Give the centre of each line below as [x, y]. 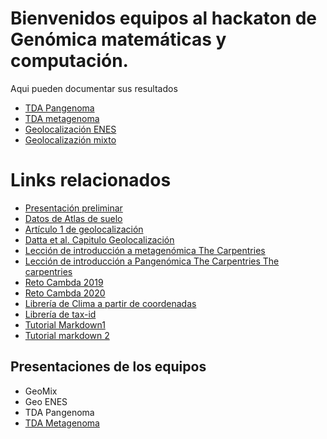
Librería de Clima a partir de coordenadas [110, 303]
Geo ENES [46, 401]
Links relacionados [91, 180]
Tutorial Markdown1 [65, 324]
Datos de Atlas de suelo [73, 218]
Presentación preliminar [73, 208]
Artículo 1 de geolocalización [84, 229]
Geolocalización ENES [70, 129]
